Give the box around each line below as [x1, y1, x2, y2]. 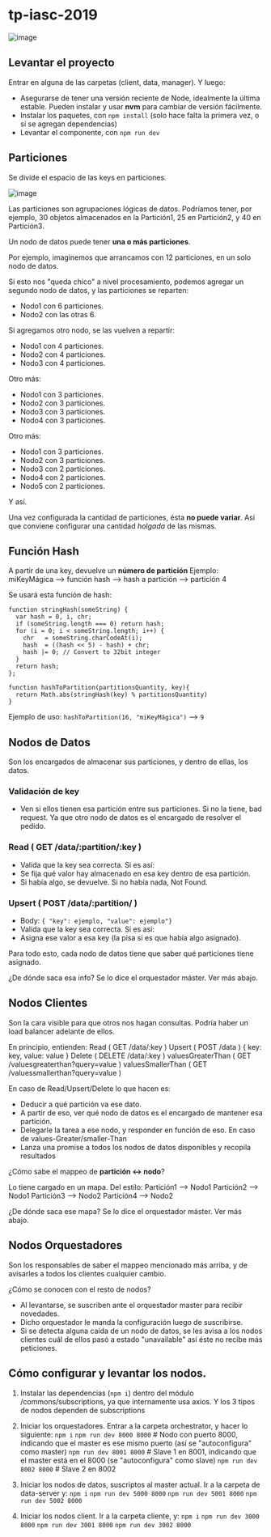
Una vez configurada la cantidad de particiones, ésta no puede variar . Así [8, 512, 256, 522]
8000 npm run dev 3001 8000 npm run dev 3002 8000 [19, 1521, 192, 1529]
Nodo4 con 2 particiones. [19, 472, 106, 482]
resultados [19, 1151, 57, 1161]
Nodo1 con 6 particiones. [19, 301, 104, 311]
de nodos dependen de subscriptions [19, 1405, 146, 1415]
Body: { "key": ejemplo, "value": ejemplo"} [19, 916, 172, 926]
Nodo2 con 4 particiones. [19, 350, 106, 359]
